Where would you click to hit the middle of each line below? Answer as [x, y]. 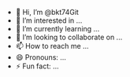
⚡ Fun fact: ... [37, 66]
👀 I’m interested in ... [49, 20]
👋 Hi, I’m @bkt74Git [47, 12]
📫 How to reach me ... [52, 46]
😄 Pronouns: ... [41, 57]
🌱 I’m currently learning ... [58, 29]
